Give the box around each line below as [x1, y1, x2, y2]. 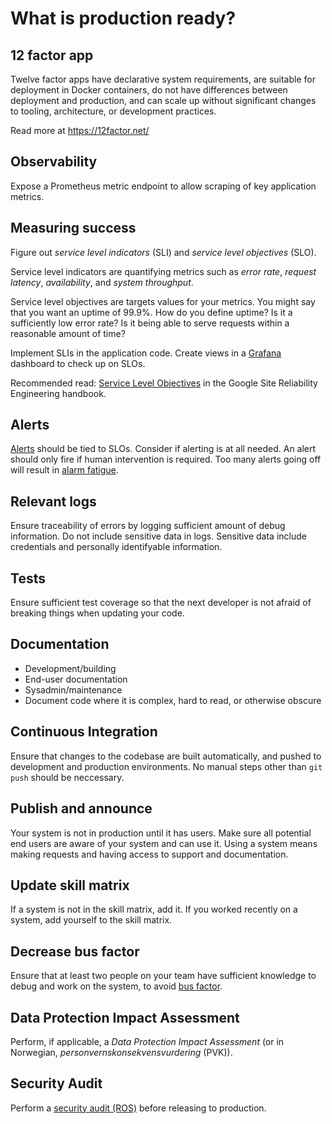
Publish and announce [10, 800, 153, 817]
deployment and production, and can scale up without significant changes [10, 95, 317, 106]
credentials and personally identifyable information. [10, 541, 223, 553]
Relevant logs [10, 493, 97, 510]
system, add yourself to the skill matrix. [10, 914, 173, 926]
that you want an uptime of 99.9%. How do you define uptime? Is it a [10, 306, 293, 318]
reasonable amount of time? [10, 327, 126, 339]
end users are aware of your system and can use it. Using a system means [10, 837, 318, 849]
